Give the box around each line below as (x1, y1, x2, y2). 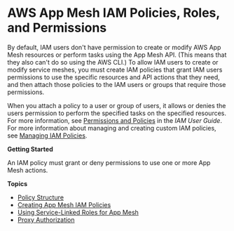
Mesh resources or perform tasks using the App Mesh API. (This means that (7, 51, 227, 59)
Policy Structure (17, 193, 64, 202)
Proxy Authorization (17, 216, 75, 224)
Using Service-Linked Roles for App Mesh (17, 208, 139, 216)
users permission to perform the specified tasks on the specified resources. (7, 109, 226, 117)
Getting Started (7, 145, 54, 153)
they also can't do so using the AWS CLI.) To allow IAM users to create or (7, 58, 219, 66)
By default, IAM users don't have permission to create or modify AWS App (7, 43, 221, 51)
